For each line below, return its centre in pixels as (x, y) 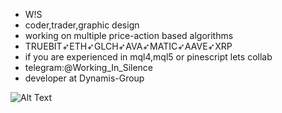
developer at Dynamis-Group (84, 78)
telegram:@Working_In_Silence (89, 67)
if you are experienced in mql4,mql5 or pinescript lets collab (148, 57)
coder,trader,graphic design (82, 25)
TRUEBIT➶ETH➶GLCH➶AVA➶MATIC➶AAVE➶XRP (128, 46)
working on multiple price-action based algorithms (129, 35)
